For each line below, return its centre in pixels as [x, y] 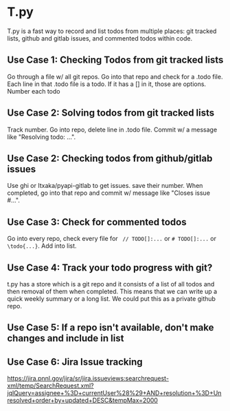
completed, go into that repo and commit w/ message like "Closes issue [109, 193]
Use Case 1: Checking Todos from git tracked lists [115, 60]
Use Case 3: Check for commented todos [97, 222]
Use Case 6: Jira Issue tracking [75, 362]
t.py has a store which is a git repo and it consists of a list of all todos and [111, 284]
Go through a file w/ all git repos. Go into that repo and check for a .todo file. [115, 76]
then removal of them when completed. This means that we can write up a [112, 291]
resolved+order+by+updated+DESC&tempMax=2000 [82, 401]
